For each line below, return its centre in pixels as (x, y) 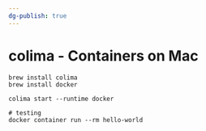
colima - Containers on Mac (103, 55)
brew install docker (43, 85)
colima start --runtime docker (61, 99)
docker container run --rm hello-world (76, 120)
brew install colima (43, 78)
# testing (25, 113)
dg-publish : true (38, 16)
